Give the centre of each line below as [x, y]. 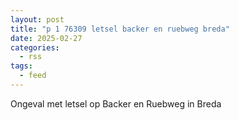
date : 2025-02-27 [46, 38]
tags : [21, 66]
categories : [35, 47]
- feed [33, 76]
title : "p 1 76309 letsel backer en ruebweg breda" [120, 29]
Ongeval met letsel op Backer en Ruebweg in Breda [116, 103]
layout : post [37, 19]
